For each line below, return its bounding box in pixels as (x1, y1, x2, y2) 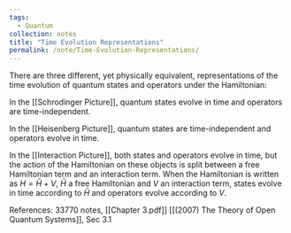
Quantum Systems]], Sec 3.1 (9, 214, 112, 225)
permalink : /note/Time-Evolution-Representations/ (9, 46, 200, 55)
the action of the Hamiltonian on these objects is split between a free (9, 159, 260, 170)
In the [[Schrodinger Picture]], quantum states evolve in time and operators (9, 97, 283, 107)
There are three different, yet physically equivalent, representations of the (9, 70, 279, 81)
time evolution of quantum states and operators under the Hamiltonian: (9, 80, 267, 90)
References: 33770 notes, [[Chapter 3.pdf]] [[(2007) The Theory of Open (9, 205, 276, 215)
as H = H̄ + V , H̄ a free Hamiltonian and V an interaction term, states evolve (9, 178, 282, 189)
